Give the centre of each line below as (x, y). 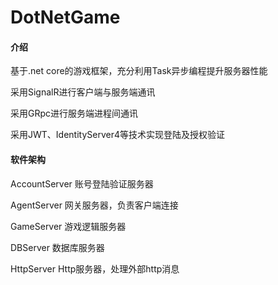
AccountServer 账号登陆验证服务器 (82, 183)
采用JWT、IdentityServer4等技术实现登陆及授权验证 (117, 135)
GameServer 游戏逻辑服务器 (68, 226)
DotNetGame (65, 17)
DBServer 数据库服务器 (57, 247)
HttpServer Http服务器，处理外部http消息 (95, 268)
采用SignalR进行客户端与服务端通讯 (83, 92)
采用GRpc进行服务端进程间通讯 (74, 113)
